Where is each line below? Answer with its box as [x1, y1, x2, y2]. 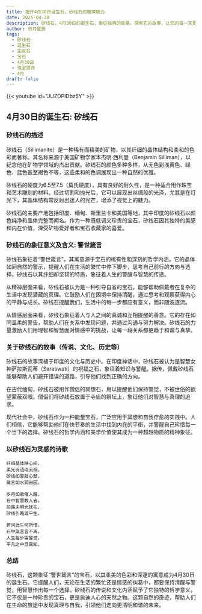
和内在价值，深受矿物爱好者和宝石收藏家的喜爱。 [6, 224, 127, 231]
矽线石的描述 [6, 131, 44, 139]
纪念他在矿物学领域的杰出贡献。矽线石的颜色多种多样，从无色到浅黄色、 [6, 161, 185, 168]
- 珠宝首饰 [11, 64, 35, 71]
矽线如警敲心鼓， [6, 473, 43, 479]
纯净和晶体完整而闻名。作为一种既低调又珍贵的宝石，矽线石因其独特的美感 [11, 216, 196, 224]
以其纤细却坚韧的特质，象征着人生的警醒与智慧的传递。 [32, 271, 170, 278]
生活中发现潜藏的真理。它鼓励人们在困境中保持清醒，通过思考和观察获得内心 [6, 291, 196, 298]
